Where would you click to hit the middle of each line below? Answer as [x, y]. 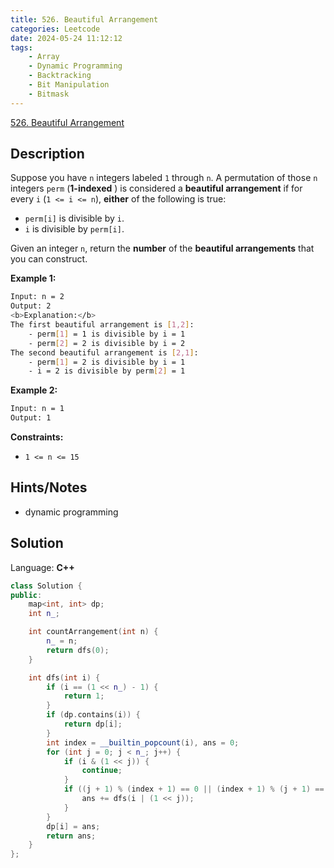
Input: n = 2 [37, 297]
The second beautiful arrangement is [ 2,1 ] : [104, 352]
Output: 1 [31, 418]
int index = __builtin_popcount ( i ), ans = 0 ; [143, 742]
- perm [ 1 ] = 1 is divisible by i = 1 [107, 334]
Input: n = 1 [37, 409]
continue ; [102, 771]
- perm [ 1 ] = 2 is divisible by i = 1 [107, 362]
